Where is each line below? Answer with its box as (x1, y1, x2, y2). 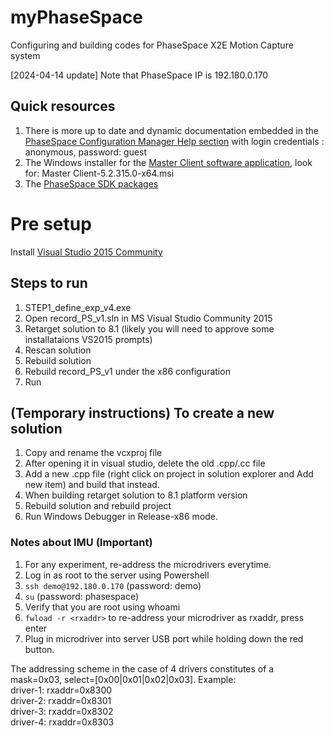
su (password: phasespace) (24, 590, 140, 602)
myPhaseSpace (10, 6, 143, 29)
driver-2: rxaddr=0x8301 (10, 694, 112, 706)
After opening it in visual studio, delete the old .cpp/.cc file (24, 457, 266, 470)
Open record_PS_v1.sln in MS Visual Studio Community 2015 (24, 312, 273, 324)
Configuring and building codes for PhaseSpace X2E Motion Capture (10, 39, 294, 51)
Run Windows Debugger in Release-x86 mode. (24, 511, 219, 523)
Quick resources (10, 98, 116, 115)
